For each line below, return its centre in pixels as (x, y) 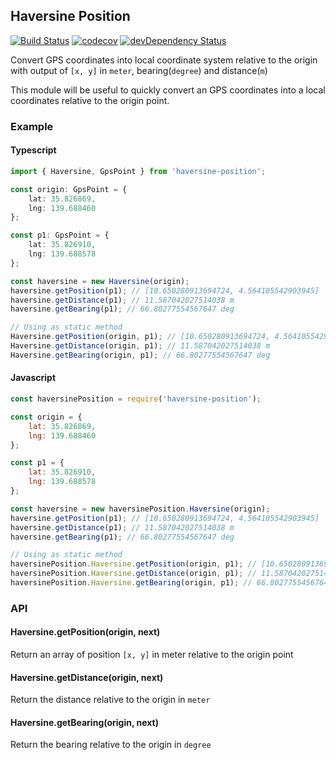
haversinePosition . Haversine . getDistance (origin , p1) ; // (133, 574)
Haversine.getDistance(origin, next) (87, 677)
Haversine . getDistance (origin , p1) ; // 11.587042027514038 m (140, 346)
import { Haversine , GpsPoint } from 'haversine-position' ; (138, 171)
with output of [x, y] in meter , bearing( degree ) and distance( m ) (139, 70)
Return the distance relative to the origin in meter (110, 700)
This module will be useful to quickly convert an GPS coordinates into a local (168, 90)
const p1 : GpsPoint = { (60, 235)
